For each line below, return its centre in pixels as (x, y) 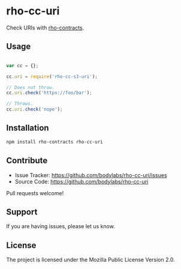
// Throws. (20, 104)
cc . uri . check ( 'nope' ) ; (34, 109)
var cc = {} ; (22, 65)
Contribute (27, 161)
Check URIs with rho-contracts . (45, 28)
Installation (28, 128)
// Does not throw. (31, 87)
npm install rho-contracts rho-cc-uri (55, 142)
